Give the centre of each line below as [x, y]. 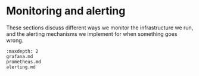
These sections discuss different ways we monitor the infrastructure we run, [100, 28]
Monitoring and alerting [66, 11]
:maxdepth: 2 [22, 51]
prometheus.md [24, 62]
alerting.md [21, 67]
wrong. [15, 40]
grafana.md [20, 56]
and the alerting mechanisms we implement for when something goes [92, 34]
